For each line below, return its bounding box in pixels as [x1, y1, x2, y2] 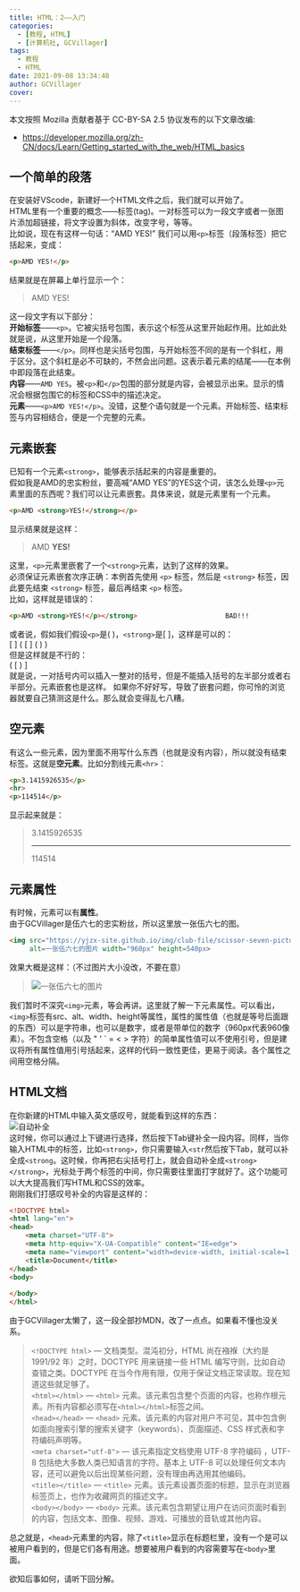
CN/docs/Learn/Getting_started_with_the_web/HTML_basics [21, 141, 246, 152]
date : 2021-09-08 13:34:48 [9, 72, 110, 81]
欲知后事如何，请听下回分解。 [9, 1573, 119, 1585]
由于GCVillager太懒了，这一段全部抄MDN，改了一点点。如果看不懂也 [9, 1315, 263, 1326]
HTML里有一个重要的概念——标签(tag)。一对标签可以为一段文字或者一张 [9, 206, 277, 217]
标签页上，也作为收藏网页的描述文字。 [30, 1491, 172, 1502]
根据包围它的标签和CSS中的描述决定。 [24, 389, 167, 400]
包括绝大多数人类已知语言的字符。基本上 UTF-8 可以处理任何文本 [38, 1457, 279, 1468]
